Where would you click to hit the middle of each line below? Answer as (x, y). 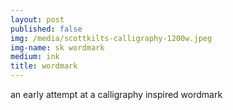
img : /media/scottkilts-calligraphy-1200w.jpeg (111, 38)
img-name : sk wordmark (57, 47)
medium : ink (35, 57)
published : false (46, 29)
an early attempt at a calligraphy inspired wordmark (116, 94)
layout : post (37, 19)
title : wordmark (44, 66)
